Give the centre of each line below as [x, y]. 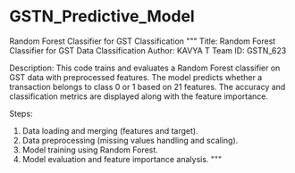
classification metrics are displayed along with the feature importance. [139, 96]
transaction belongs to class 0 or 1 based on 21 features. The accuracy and [147, 86]
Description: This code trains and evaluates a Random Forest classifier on [145, 68]
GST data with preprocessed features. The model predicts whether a [136, 77]
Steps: [21, 113]
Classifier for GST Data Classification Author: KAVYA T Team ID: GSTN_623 [148, 50]
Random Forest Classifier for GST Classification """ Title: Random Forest [143, 41]
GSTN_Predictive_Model [102, 16]
